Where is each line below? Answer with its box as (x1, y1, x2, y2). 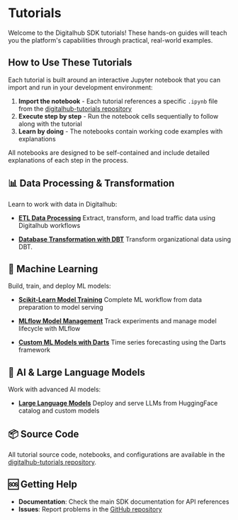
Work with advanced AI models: (8, 385, 101, 394)
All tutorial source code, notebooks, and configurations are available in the (8, 450, 225, 459)
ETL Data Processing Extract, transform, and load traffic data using (18, 213, 215, 222)
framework (18, 346, 51, 354)
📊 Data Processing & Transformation (8, 178, 175, 190)
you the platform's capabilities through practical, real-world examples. (8, 36, 213, 44)
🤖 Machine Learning (8, 263, 98, 275)
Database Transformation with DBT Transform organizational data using (18, 234, 232, 243)
